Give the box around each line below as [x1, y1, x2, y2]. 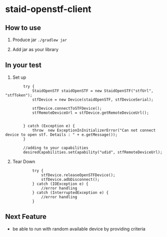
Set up [12, 74, 27, 80]
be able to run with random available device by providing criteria [12, 225, 145, 231]
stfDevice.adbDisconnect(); [41, 177, 100, 182]
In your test [5, 61, 42, 70]
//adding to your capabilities [23, 145, 89, 150]
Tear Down [12, 158, 36, 164]
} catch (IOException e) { [32, 181, 89, 186]
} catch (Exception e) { [23, 123, 75, 128]
